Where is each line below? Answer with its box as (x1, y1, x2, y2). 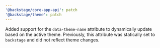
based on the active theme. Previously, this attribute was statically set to (5, 31, 155, 37)
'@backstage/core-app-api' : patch (5, 7, 78, 13)
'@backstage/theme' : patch (5, 12, 62, 17)
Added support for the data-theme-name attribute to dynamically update (5, 26, 152, 32)
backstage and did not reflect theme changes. (5, 36, 100, 43)
